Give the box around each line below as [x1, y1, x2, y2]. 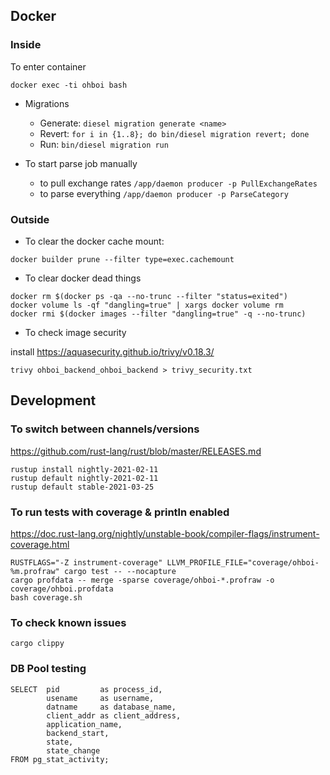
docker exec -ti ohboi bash [10, 80, 128, 90]
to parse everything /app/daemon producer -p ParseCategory [39, 187, 289, 199]
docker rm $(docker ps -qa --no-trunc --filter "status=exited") [10, 291, 288, 301]
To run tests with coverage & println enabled [10, 505, 230, 519]
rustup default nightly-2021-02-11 [10, 473, 159, 483]
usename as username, [46, 693, 155, 703]
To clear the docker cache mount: [24, 235, 165, 247]
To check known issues [10, 615, 127, 629]
